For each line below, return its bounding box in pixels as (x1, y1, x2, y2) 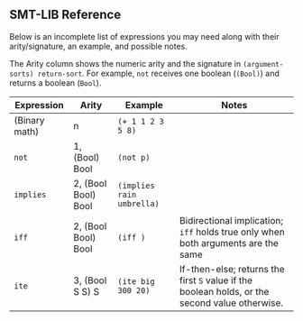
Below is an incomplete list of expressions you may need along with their (9, 31, 280, 41)
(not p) (117, 152, 151, 162)
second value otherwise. (179, 297, 284, 309)
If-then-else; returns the (179, 262, 286, 275)
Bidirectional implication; (179, 214, 284, 226)
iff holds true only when (179, 225, 286, 238)
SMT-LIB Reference (9, 7, 122, 23)
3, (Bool (73, 274, 107, 287)
